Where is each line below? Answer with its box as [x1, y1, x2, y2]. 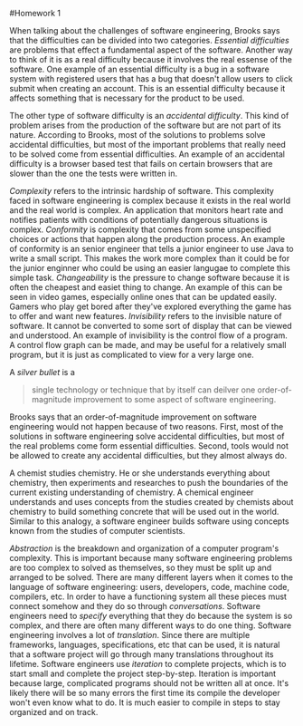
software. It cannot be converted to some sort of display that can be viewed [9, 321, 292, 331]
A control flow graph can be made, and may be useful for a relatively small [9, 340, 287, 350]
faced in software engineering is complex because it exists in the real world [9, 195, 291, 206]
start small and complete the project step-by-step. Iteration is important [9, 668, 277, 679]
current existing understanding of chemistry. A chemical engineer [9, 487, 254, 498]
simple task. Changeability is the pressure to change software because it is [9, 272, 290, 283]
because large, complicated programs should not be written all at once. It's [9, 678, 289, 688]
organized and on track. [9, 707, 99, 717]
